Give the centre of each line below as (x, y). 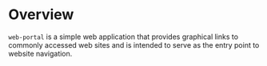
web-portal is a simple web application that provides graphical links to (123, 37)
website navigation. (40, 53)
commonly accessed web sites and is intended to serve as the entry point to (134, 45)
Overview (41, 15)
